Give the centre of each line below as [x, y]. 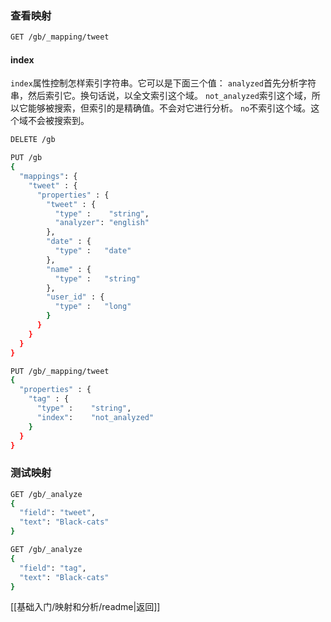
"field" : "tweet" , [58, 513]
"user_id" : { [75, 297]
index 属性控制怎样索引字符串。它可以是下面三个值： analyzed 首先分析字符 [163, 83]
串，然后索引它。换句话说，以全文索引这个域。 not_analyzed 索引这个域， [161, 96]
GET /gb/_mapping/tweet [60, 37]
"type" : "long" [93, 307]
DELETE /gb [33, 140]
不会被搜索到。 [58, 121]
